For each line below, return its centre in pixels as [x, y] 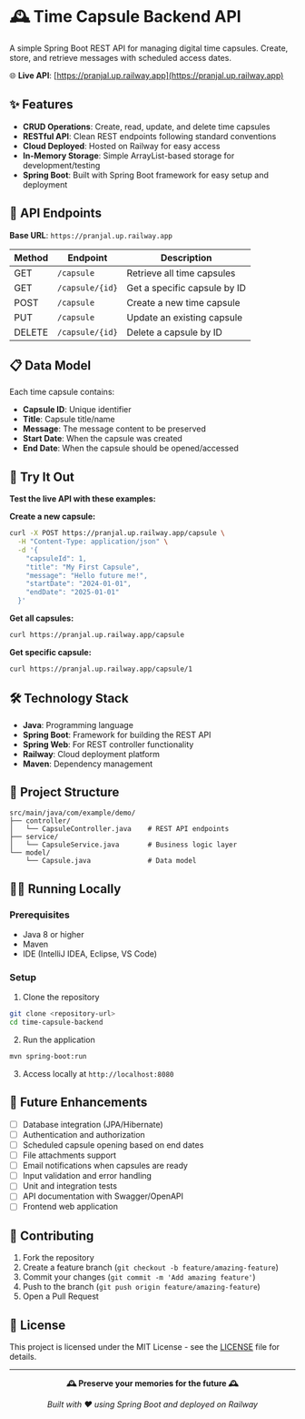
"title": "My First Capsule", [83, 567]
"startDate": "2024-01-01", [79, 584]
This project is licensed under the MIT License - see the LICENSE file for [144, 1347]
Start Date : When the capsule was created [103, 439]
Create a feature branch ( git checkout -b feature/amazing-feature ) [151, 1267]
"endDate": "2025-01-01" [73, 593]
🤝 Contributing [52, 1236]
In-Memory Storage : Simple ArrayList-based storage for [128, 156]
